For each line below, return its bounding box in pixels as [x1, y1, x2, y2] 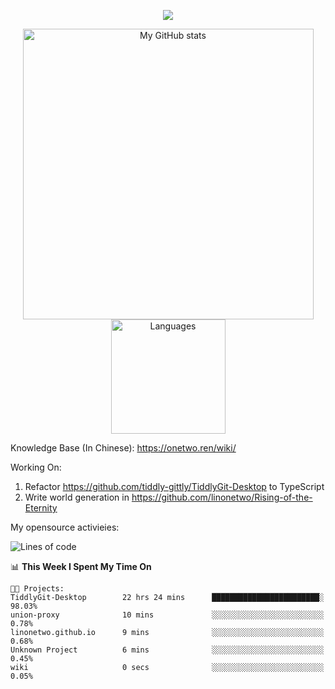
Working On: [10, 461, 62, 473]
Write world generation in [24, 491, 130, 503]
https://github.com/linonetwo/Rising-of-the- [131, 491, 313, 503]
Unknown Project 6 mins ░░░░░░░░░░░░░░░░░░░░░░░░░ [10, 645, 325, 655]
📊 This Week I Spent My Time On [10, 561, 152, 572]
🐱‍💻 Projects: [10, 584, 65, 594]
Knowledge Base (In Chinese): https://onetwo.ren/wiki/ [10, 442, 237, 454]
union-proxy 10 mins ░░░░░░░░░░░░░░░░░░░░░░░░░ [10, 610, 325, 620]
